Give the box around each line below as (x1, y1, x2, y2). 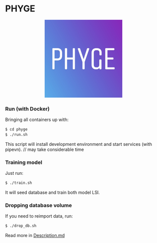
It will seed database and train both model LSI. (5, 190, 100, 196)
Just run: (5, 170, 24, 176)
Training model (5, 159, 42, 166)
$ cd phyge (5, 127, 28, 132)
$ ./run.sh (5, 132, 28, 137)
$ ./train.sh (5, 180, 32, 186)
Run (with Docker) (5, 105, 50, 112)
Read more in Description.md (5, 233, 65, 239)
